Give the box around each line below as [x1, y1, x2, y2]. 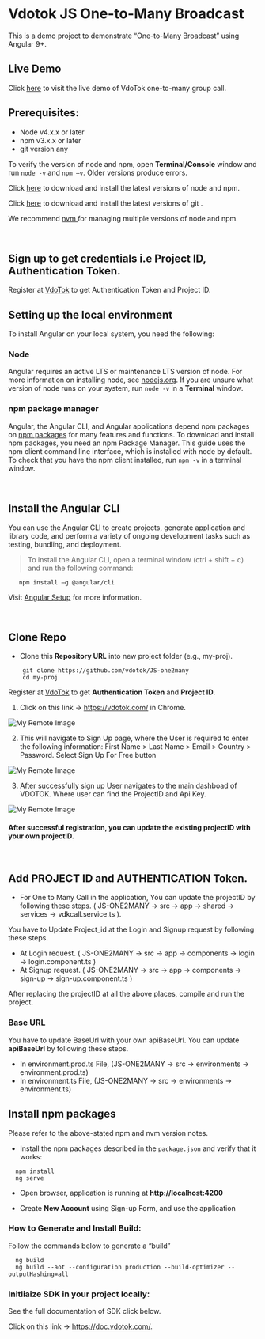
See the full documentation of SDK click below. [8, 1307, 161, 1316]
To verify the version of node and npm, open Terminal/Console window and [8, 159, 257, 168]
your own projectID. [8, 831, 75, 841]
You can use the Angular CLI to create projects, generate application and [8, 523, 245, 532]
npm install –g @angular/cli [18, 578, 115, 586]
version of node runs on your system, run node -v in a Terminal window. [8, 384, 244, 393]
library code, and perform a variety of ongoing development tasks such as [8, 531, 251, 540]
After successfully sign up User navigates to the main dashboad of [19, 781, 237, 791]
